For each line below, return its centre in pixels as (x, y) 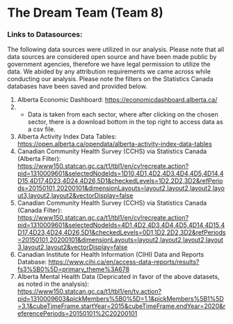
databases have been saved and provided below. (78, 86)
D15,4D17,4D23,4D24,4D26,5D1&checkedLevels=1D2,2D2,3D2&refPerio (120, 181)
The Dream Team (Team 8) (85, 13)
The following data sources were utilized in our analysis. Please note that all (116, 49)
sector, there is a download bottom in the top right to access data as (126, 122)
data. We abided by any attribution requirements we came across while (109, 71)
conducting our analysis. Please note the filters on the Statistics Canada (110, 79)
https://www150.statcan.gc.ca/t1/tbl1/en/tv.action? (89, 291)
